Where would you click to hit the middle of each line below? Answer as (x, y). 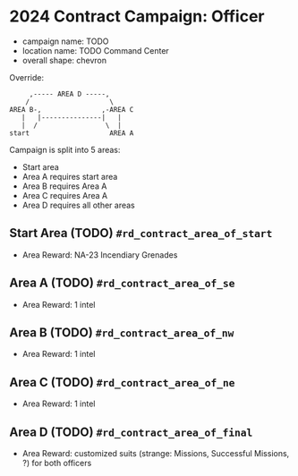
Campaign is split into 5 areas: (65, 149)
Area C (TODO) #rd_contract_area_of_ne (122, 382)
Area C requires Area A (65, 195)
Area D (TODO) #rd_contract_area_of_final (131, 432)
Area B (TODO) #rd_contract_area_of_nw (122, 332)
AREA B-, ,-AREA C (72, 109)
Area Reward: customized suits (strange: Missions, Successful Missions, (156, 453)
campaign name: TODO (65, 41)
